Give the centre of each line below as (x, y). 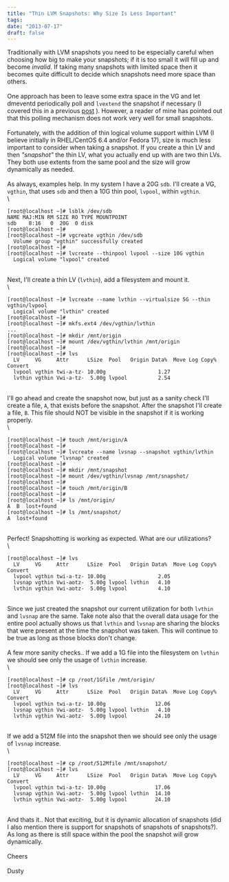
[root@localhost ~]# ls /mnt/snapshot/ (64, 513)
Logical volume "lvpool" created (61, 260)
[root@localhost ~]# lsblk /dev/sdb (59, 212)
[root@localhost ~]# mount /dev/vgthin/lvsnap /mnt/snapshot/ (98, 476)
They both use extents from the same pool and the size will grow (99, 162)
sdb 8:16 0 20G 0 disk (51, 224)
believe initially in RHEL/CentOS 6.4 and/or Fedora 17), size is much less (109, 140)
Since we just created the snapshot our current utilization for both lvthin (110, 609)
